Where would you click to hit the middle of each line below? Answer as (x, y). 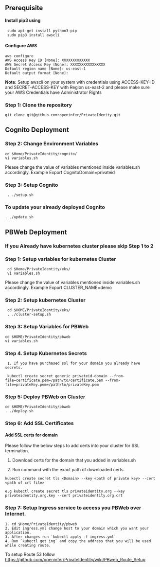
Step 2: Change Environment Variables (52, 144)
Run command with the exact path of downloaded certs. (68, 470)
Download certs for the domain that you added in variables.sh (74, 460)
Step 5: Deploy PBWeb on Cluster (45, 397)
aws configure (19, 56)
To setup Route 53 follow (30, 554)
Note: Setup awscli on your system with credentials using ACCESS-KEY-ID (80, 82)
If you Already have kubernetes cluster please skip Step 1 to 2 (79, 246)
